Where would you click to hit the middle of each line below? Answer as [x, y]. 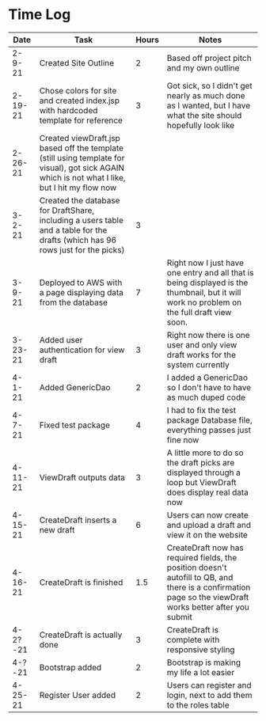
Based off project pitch [209, 58]
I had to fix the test [201, 410]
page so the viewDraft [208, 597]
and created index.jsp [80, 101]
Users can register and [209, 685]
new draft [57, 529]
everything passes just [209, 430]
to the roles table [198, 704]
